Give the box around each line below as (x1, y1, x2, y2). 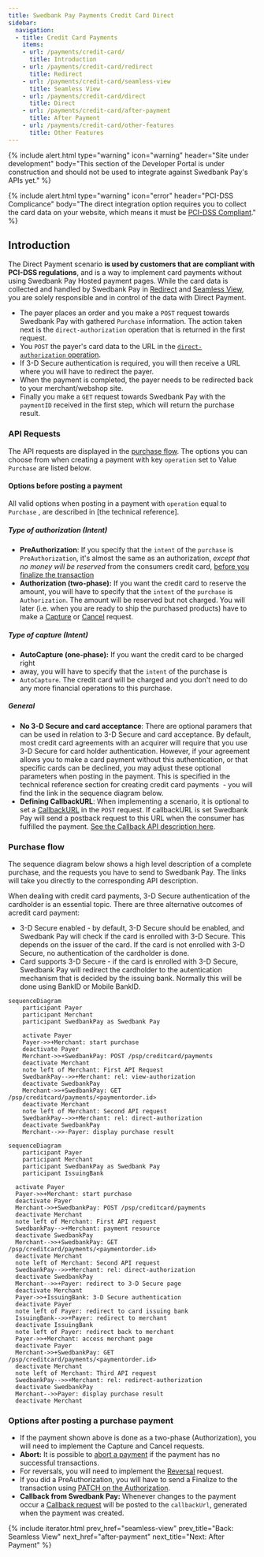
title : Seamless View (28, 84, 101, 93)
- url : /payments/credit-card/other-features (22, 121, 175, 129)
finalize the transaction (19, 570, 95, 579)
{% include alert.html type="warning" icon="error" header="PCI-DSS (8, 191, 234, 200)
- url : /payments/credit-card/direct (22, 92, 147, 100)
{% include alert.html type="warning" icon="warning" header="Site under (8, 150, 249, 160)
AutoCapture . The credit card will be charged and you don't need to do (19, 674, 248, 684)
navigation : (15, 26, 55, 34)
